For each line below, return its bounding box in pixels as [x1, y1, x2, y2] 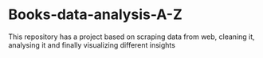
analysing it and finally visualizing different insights [8, 40, 175, 49]
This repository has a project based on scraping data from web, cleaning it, [8, 32, 255, 41]
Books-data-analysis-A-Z [8, 6, 183, 24]
